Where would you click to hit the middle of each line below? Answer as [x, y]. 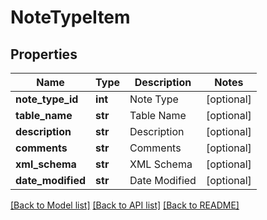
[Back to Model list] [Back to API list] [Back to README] [125, 205]
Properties [44, 54]
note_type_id [47, 99]
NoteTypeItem [70, 17]
